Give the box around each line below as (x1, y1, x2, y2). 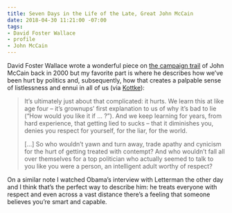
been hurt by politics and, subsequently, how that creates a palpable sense (7, 76, 222, 84)
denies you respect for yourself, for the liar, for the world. (24, 126, 188, 135)
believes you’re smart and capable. (7, 198, 107, 205)
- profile (7, 36, 36, 43)
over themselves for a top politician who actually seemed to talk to (24, 155, 214, 163)
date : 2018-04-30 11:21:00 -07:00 (7, 17, 107, 24)
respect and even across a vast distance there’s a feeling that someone (7, 190, 211, 198)
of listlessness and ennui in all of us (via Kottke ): (7, 84, 145, 92)
